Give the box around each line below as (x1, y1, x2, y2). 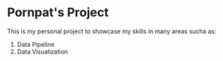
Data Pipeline (16, 40, 55, 48)
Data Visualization (16, 47, 68, 56)
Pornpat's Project (7, 5, 109, 20)
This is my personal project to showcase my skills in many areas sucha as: (7, 27, 217, 35)
